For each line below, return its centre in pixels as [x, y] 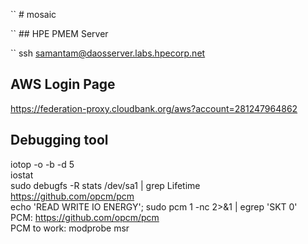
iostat [22, 175]
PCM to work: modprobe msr [70, 228]
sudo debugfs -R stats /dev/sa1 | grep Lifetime [105, 185]
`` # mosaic [33, 14]
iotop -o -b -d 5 [42, 164]
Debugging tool [59, 140]
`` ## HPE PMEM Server [59, 33]
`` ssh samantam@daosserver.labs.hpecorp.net [108, 53]
